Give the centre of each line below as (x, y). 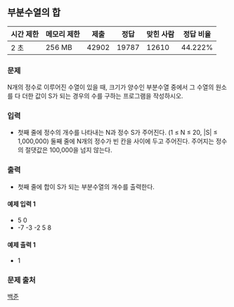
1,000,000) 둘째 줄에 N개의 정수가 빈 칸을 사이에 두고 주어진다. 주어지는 (116, 141)
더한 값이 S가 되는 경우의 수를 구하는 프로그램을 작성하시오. (103, 96)
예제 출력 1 (22, 244)
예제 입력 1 (22, 204)
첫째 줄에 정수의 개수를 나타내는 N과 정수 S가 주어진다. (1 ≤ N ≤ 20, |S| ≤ (117, 133)
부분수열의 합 (34, 13)
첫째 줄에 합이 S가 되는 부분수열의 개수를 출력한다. (86, 187)
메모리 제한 (63, 34)
